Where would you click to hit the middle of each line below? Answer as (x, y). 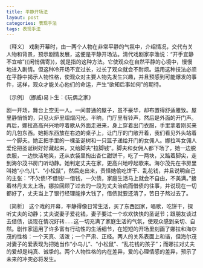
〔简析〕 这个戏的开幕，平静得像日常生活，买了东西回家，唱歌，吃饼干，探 (100, 206)
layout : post (23, 18)
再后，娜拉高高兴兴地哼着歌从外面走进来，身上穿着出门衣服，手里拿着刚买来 (101, 125)
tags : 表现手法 (24, 29)
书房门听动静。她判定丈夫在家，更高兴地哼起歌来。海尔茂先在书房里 (112, 163)
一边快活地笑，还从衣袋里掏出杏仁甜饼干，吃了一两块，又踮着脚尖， (107, 155)
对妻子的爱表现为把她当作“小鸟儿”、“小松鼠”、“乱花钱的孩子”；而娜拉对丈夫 (101, 244)
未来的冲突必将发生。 (33, 259)
